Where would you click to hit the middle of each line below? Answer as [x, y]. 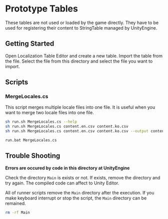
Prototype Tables [42, 9]
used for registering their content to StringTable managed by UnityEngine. [81, 28]
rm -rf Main [17, 212]
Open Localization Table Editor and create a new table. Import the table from [84, 56]
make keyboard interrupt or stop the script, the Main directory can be [76, 198]
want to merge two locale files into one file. [49, 113]
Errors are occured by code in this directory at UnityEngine [67, 168]
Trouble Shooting [33, 156]
